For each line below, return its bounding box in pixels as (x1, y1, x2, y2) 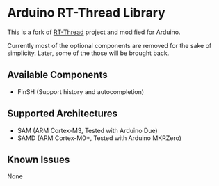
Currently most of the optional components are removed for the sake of (7, 41, 212, 49)
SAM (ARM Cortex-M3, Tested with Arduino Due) (17, 126, 158, 134)
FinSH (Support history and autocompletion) (17, 87, 145, 95)
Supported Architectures (7, 108, 118, 120)
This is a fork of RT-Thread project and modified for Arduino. (7, 28, 181, 36)
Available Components (7, 69, 108, 81)
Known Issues (7, 153, 70, 165)
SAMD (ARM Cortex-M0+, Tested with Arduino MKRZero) (17, 134, 182, 142)
